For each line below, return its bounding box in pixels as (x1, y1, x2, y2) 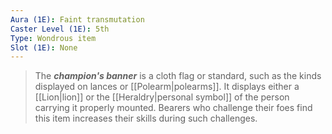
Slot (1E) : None (10, 42, 78, 53)
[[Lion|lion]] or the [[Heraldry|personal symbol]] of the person (34, 91, 290, 103)
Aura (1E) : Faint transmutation (10, 14, 145, 25)
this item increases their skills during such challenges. (34, 112, 258, 125)
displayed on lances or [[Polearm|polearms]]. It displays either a (34, 81, 300, 93)
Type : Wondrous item (10, 33, 97, 43)
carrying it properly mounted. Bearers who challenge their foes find (34, 102, 313, 114)
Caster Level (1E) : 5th (10, 24, 110, 34)
